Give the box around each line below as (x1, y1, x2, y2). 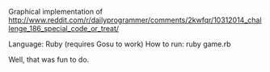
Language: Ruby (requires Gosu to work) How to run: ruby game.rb (8, 39, 232, 49)
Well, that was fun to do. (8, 55, 90, 64)
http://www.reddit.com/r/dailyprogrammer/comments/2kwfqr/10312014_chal (8, 15, 262, 25)
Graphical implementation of (8, 7, 103, 16)
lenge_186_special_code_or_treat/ (8, 24, 120, 33)
